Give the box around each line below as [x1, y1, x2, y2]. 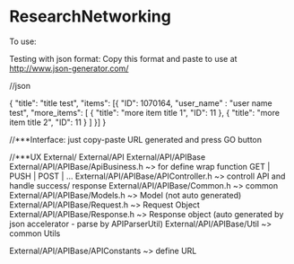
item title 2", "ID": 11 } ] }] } [9, 117, 107, 128]
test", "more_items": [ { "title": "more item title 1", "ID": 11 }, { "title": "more [9, 107, 281, 118]
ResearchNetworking [9, 6, 172, 27]
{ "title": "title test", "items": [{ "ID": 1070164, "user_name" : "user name [9, 97, 272, 109]
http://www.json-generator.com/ [9, 63, 129, 74]
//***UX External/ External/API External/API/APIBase [9, 151, 206, 163]
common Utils [9, 227, 61, 239]
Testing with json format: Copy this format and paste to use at [9, 53, 238, 64]
